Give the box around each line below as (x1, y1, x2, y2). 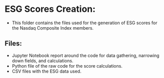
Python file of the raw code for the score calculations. (11, 63, 123, 69)
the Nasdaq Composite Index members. (11, 25, 94, 31)
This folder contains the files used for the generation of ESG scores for (11, 20, 158, 26)
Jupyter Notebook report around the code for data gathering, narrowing (11, 52, 160, 58)
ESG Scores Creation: (4, 3, 96, 15)
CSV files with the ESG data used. (11, 68, 82, 74)
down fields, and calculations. (11, 58, 73, 64)
